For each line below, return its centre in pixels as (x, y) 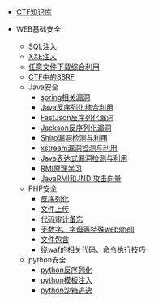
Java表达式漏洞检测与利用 (84, 158)
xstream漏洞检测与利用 (79, 148)
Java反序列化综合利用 (77, 107)
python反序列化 (66, 270)
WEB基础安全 (38, 29)
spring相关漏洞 (65, 97)
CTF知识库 (34, 12)
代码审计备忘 (62, 219)
